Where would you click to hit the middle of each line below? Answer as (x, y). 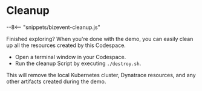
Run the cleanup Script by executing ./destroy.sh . (78, 63)
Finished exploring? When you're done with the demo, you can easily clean (100, 39)
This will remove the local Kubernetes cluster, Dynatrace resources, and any (101, 75)
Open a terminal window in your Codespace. (70, 57)
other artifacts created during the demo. (56, 81)
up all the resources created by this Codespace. (66, 45)
